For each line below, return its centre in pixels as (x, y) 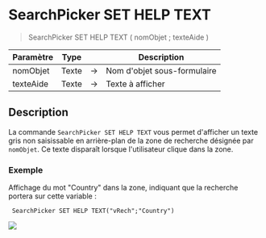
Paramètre (33, 56)
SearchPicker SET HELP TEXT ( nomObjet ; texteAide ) (118, 37)
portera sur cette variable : (52, 196)
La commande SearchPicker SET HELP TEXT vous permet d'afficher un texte (133, 132)
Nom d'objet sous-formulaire (161, 70)
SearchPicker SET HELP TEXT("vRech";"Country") (93, 211)
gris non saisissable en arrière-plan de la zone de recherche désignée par (131, 140)
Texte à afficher (135, 84)
